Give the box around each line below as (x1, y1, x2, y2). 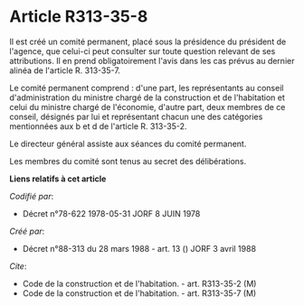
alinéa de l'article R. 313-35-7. (9, 65, 120, 76)
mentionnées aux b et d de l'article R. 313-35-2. (9, 120, 187, 132)
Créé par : (9, 226, 45, 236)
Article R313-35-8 (9, 6, 148, 27)
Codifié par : (9, 190, 54, 201)
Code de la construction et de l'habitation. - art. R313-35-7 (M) (22, 287, 257, 299)
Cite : (9, 260, 27, 272)
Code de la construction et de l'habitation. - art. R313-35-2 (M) (22, 278, 257, 289)
